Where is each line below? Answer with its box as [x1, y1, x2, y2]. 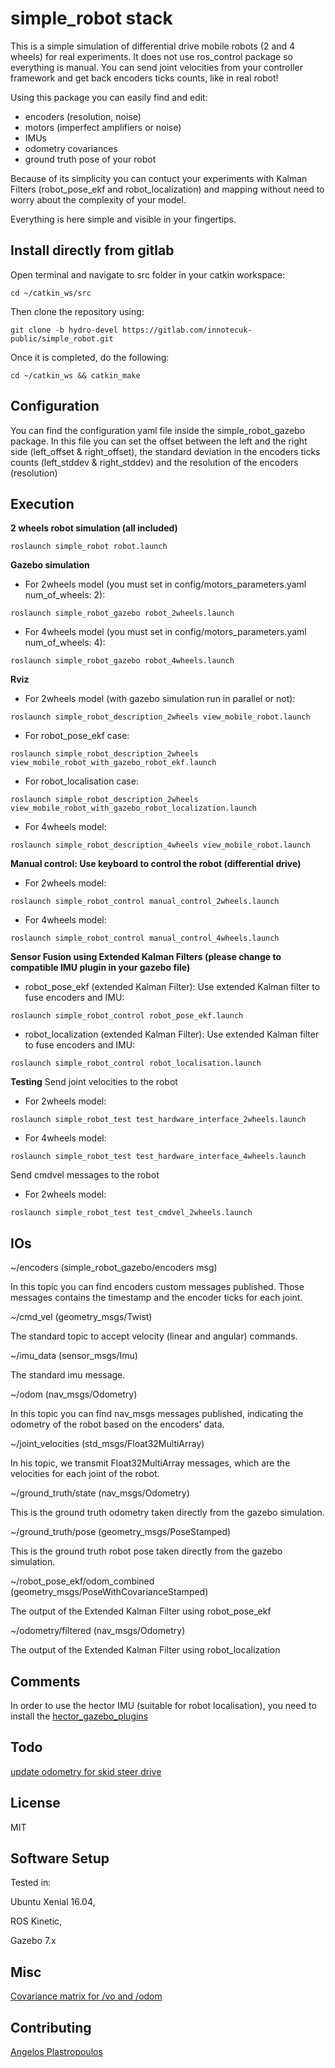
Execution [10, 495, 75, 512]
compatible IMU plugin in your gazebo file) [10, 962, 191, 974]
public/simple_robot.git [10, 333, 114, 344]
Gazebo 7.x [10, 1935, 57, 1947]
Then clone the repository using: [10, 305, 145, 317]
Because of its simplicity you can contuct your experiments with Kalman [10, 172, 308, 184]
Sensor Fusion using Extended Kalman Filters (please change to [10, 951, 282, 963]
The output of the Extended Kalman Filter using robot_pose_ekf [10, 1605, 272, 1617]
